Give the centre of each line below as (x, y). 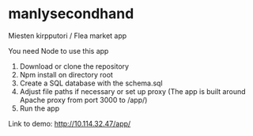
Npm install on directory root (66, 74)
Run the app (40, 108)
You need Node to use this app (59, 51)
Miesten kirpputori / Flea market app (68, 36)
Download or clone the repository (74, 66)
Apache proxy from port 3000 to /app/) (83, 100)
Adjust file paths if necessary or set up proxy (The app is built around (133, 91)
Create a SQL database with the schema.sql (91, 83)
